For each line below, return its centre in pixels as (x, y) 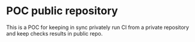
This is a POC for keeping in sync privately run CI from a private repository (98, 27)
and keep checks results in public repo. (55, 33)
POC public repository (62, 11)
